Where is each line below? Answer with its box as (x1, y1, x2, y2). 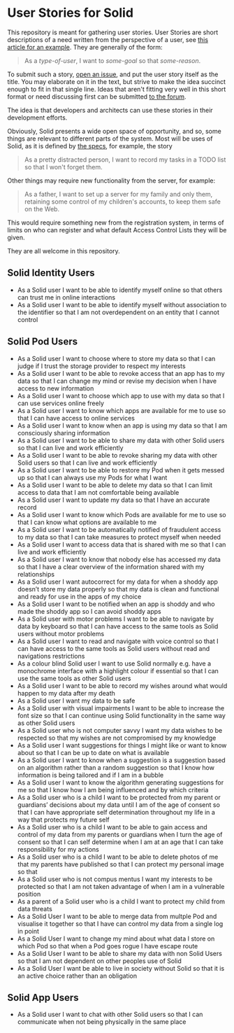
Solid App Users (7, 992, 79, 1004)
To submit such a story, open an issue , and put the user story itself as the (7, 70, 219, 78)
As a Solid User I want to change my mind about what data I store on (17, 934, 215, 943)
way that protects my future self (17, 815, 110, 824)
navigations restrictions (17, 652, 85, 660)
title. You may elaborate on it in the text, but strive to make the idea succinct (7, 77, 226, 85)
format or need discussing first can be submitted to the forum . (7, 92, 187, 101)
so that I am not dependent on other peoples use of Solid (17, 957, 182, 965)
